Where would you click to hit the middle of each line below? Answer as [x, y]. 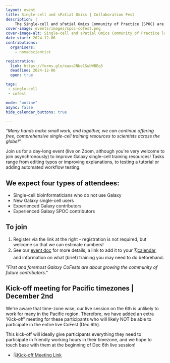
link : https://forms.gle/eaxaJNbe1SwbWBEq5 [56, 66]
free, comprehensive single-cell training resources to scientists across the [83, 136]
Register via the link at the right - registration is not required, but [80, 239]
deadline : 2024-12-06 [33, 70]
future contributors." [27, 272]
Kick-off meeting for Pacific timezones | [70, 288]
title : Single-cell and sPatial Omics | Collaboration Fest [70, 15]
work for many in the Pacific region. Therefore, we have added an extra [80, 314]
